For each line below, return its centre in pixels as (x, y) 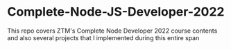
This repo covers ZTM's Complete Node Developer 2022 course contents (112, 31)
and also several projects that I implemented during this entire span (103, 37)
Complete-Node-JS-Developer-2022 (116, 12)
